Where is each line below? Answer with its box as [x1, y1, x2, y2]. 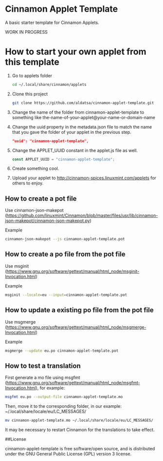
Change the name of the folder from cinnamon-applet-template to [12, 109, 145, 115]
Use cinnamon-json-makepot [5, 208, 64, 213]
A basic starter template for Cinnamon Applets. [5, 20, 99, 25]
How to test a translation [5, 361, 81, 370]
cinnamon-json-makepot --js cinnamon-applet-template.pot [5, 237, 125, 242]
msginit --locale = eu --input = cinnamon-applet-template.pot [5, 292, 127, 297]
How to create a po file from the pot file [5, 250, 126, 258]
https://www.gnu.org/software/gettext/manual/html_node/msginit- [6, 268, 140, 274]
